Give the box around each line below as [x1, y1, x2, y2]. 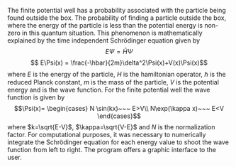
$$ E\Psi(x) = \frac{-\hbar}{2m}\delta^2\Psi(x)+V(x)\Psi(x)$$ [30, 58, 208, 67]
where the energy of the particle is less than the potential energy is [7, 21, 203, 29]
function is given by [7, 93, 65, 102]
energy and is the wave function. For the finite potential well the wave [7, 85, 210, 94]
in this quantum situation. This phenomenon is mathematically [22, 28, 203, 37]
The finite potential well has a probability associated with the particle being [7, 6, 227, 14]
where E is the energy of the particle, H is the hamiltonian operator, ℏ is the [7, 70, 226, 78]
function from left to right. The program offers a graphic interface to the [7, 146, 216, 153]
